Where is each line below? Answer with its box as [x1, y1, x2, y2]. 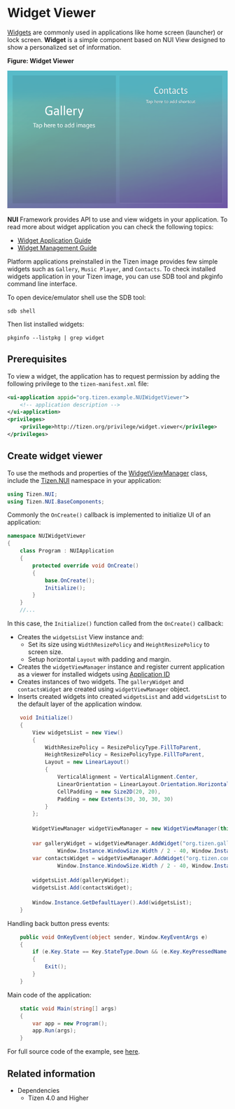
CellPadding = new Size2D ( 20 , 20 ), [57, 788, 161, 795]
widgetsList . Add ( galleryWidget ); [32, 877, 130, 884]
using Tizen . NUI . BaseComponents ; [7, 498, 105, 505]
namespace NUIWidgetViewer [7, 533, 86, 540]
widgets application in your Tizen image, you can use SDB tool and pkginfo [7, 272, 223, 280]
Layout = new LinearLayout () [44, 758, 130, 766]
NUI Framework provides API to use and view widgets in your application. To [7, 215, 228, 224]
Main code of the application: [7, 991, 92, 999]
